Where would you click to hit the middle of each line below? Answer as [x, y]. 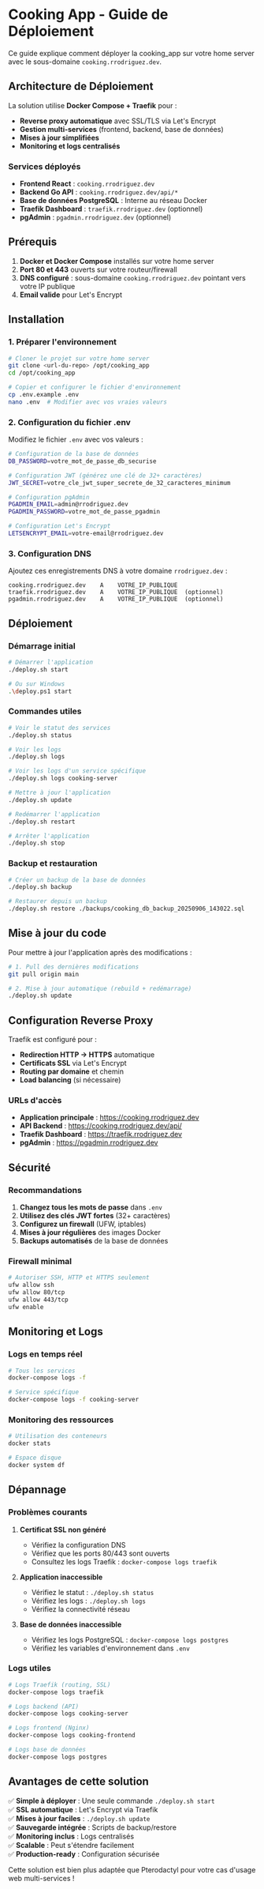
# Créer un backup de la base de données [77, 880]
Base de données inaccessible [71, 1624]
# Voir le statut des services [59, 728]
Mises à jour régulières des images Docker [90, 1232]
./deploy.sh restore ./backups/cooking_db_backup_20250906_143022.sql [126, 909]
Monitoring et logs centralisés [70, 146]
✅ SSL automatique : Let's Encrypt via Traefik [83, 1809]
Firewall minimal [40, 1262]
